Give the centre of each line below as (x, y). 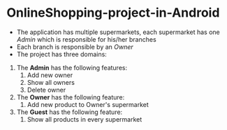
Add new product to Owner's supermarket (88, 104)
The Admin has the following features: (72, 67)
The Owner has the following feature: (71, 97)
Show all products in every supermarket (85, 119)
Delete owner (46, 90)
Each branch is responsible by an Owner (75, 47)
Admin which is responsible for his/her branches (86, 39)
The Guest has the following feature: (69, 112)
